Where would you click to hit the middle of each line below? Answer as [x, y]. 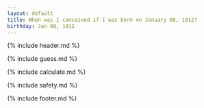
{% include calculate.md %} [47, 72]
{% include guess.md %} [42, 59]
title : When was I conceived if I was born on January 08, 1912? [102, 20]
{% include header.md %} [43, 46]
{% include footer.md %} [42, 98]
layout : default [30, 13]
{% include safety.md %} [42, 85]
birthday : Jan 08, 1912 [41, 26]
